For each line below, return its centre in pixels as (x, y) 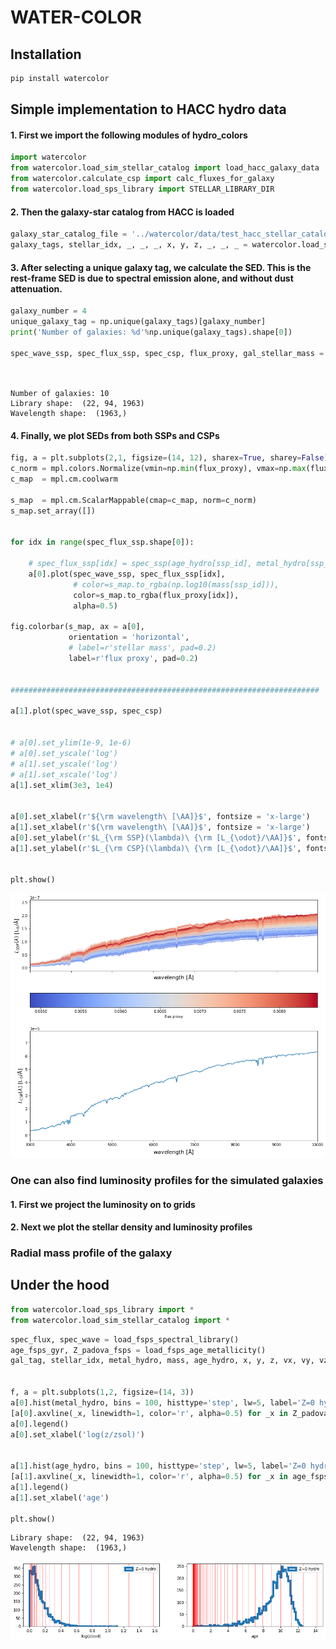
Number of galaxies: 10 (60, 394)
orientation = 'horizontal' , (129, 637)
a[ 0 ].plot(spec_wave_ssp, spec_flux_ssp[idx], (127, 574)
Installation (46, 54)
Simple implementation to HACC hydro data (148, 109)
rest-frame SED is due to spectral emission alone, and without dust (152, 278)
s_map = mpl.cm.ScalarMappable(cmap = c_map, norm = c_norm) (133, 500)
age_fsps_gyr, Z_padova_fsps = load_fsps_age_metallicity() (138, 1350)
